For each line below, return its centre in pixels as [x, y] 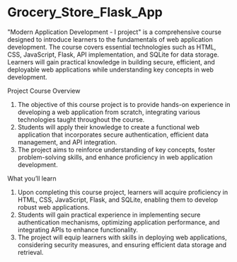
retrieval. [30, 252]
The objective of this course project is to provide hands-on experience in [124, 104]
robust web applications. [53, 207]
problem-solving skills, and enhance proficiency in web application [115, 157]
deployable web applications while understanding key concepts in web [111, 69]
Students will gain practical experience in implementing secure [109, 215]
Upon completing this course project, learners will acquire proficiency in [123, 192]
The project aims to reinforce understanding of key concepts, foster [116, 149]
